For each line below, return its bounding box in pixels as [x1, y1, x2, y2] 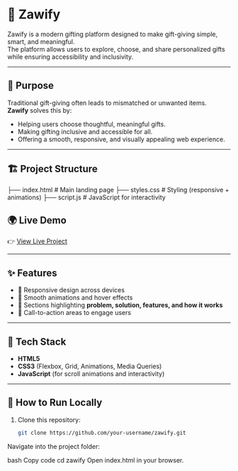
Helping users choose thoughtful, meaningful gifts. [17, 120, 166, 128]
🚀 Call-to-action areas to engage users [17, 309, 132, 317]
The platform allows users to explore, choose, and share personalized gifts [7, 45, 225, 53]
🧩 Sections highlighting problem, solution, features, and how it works [17, 301, 223, 309]
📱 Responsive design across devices [17, 286, 125, 294]
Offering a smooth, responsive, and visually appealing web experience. [17, 135, 225, 143]
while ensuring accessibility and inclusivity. [7, 52, 134, 61]
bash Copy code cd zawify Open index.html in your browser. [7, 455, 184, 464]
